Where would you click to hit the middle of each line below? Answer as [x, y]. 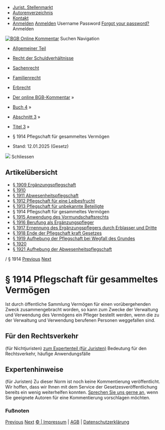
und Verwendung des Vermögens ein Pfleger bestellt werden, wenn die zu [82, 315]
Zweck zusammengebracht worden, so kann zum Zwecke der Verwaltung [82, 309]
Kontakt [21, 18]
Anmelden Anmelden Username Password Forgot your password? [81, 23]
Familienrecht [27, 78]
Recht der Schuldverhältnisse [43, 58]
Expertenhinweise [34, 369]
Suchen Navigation [80, 38]
